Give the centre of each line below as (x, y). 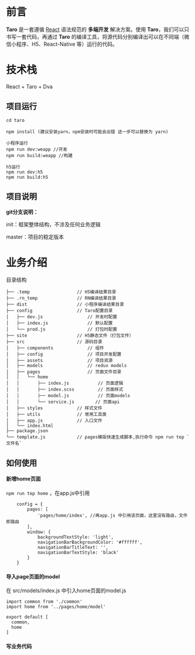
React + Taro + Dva (29, 86)
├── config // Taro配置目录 (59, 311)
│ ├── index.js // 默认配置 (59, 323)
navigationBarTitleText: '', (73, 548)
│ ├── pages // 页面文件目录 (64, 372)
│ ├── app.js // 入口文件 (54, 421)
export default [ (27, 617)
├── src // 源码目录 (54, 342)
